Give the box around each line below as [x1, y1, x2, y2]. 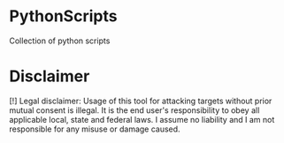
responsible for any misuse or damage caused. [9, 124, 180, 134]
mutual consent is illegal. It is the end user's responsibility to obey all [9, 104, 260, 116]
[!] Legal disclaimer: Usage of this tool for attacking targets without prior [9, 95, 272, 106]
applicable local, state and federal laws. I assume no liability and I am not [9, 114, 275, 124]
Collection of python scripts [9, 35, 111, 46]
